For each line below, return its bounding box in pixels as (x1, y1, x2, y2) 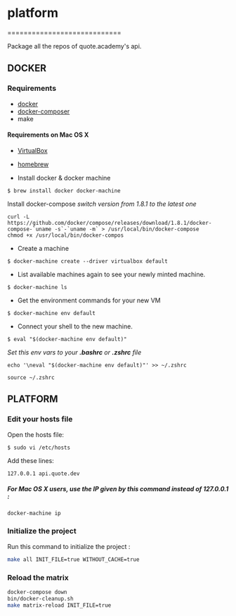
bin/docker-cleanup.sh (7, 595, 74, 602)
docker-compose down (7, 589, 68, 596)
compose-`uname (7, 226, 52, 233)
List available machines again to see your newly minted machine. (17, 270, 206, 278)
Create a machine (17, 244, 69, 252)
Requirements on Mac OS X (7, 130, 89, 139)
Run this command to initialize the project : (7, 542, 131, 550)
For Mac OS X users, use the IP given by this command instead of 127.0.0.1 (7, 485, 229, 493)
